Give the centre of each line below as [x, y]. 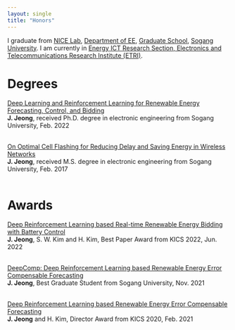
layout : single [30, 14]
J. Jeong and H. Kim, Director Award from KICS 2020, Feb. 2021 [100, 319]
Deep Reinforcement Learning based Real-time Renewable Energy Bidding [115, 224]
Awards [30, 205]
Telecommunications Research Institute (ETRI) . [75, 55]
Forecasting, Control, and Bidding [56, 110]
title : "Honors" [31, 20]
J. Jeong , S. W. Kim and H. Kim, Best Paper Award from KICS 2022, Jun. [112, 239]
